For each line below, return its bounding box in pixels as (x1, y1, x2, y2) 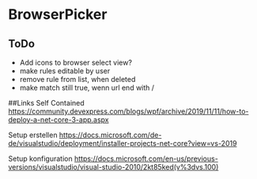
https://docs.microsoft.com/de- (59, 130, 162, 140)
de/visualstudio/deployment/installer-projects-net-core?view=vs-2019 (8, 139, 237, 147)
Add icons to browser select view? (19, 58, 133, 67)
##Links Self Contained (8, 99, 85, 107)
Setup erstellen (8, 130, 58, 140)
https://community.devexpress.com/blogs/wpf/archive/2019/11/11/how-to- (8, 106, 249, 116)
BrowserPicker (8, 6, 108, 24)
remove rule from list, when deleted (19, 75, 136, 84)
